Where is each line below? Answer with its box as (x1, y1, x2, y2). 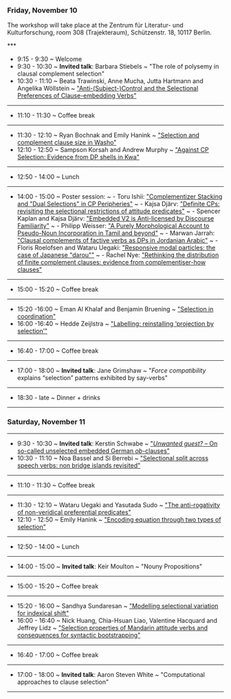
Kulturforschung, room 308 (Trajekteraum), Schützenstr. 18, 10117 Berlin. (7, 28, 212, 36)
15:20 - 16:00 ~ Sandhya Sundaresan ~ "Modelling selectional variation (16, 601, 219, 610)
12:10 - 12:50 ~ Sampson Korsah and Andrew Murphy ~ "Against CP (16, 146, 209, 154)
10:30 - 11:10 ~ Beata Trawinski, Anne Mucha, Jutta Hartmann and (16, 77, 204, 85)
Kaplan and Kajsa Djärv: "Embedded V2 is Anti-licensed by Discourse (16, 214, 214, 223)
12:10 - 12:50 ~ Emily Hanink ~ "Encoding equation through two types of (16, 515, 221, 524)
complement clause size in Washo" (16, 138, 117, 146)
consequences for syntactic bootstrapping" (16, 631, 141, 639)
